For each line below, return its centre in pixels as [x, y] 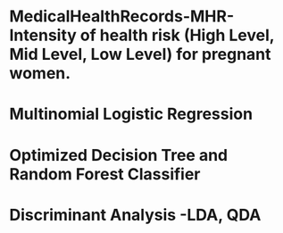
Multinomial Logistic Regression [131, 114]
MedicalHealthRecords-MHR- [122, 17]
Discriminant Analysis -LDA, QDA [135, 215]
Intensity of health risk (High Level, [142, 35]
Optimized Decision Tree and [119, 155]
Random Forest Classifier [105, 174]
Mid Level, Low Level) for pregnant [140, 54]
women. [40, 74]
